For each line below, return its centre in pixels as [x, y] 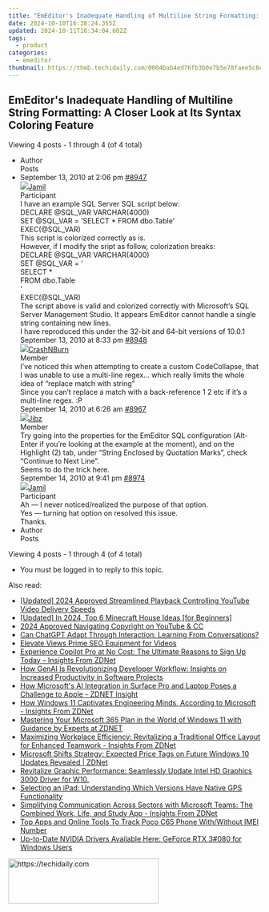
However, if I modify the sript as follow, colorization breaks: [118, 246]
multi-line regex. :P [51, 400]
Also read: [25, 585]
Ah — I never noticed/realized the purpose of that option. [114, 504]
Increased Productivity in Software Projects [91, 677]
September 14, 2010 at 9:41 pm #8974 [82, 478]
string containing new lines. [65, 323]
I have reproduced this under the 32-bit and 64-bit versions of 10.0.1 [132, 331]
